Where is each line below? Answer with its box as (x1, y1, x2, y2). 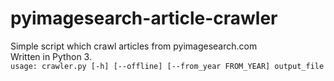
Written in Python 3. (10, 50, 92, 62)
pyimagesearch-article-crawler (10, 7, 278, 30)
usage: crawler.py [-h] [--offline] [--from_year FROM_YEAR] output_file (10, 61, 325, 71)
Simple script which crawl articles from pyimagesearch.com (10, 40, 258, 52)
